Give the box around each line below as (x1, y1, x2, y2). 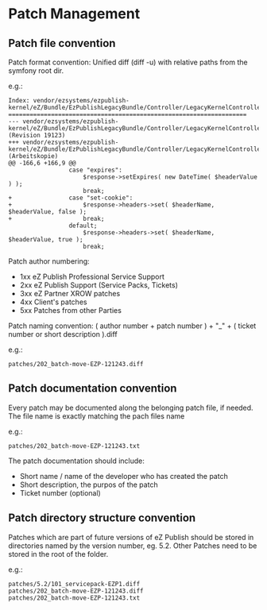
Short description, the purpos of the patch (19, 480, 158, 489)
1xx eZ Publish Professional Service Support (19, 272, 164, 281)
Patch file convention (8, 37, 116, 50)
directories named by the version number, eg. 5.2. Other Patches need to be (8, 541, 257, 550)
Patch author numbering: (8, 257, 90, 266)
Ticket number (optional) (19, 488, 101, 497)
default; (68, 222, 98, 230)
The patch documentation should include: (8, 456, 145, 465)
